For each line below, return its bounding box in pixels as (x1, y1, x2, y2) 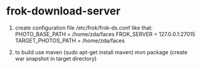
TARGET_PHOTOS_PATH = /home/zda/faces (14, 37, 125, 44)
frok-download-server (6, 4, 121, 18)
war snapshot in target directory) (14, 55, 97, 62)
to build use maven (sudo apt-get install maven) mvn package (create (14, 48, 188, 55)
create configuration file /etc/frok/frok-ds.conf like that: (14, 24, 153, 31)
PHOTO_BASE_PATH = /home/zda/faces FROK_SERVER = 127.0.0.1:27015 (14, 30, 196, 37)
